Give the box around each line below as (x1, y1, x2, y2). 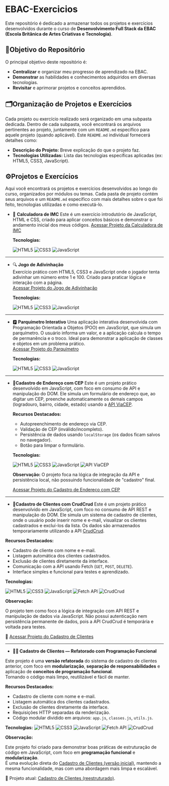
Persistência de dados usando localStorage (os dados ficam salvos (20, 432, 160, 438)
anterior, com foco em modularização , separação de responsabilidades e (5, 663, 160, 669)
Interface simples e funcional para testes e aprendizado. (12, 569, 130, 575)
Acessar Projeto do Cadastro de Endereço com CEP (12, 487, 120, 493)
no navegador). (20, 437, 52, 443)
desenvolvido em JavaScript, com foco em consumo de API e (12, 385, 140, 391)
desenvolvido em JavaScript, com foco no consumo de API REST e (12, 507, 152, 513)
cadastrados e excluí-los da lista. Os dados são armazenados (12, 523, 140, 529)
